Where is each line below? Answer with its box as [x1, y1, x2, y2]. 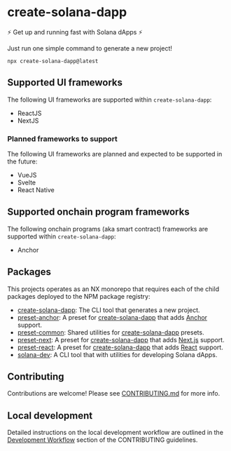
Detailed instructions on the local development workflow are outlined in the [7, 429, 224, 437]
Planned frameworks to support [7, 134, 118, 144]
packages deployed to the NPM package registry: [7, 292, 150, 300]
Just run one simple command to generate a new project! [7, 43, 173, 53]
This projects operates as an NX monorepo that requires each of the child [7, 285, 219, 293]
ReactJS [17, 109, 42, 117]
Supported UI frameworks [7, 76, 123, 88]
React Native [17, 186, 55, 194]
